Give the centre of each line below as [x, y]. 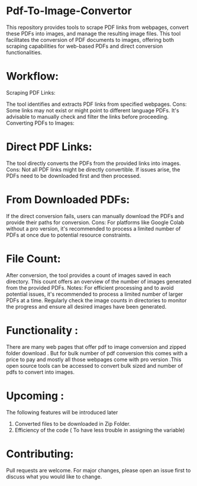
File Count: [33, 259]
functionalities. [24, 52]
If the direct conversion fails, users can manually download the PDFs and [95, 216]
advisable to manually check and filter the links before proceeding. [87, 116]
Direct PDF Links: [49, 147]
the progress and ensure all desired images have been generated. [86, 306]
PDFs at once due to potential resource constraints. [69, 235]
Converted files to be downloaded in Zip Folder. [73, 423]
